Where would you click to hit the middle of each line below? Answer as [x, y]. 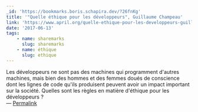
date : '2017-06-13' [30, 28]
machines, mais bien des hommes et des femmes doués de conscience [93, 78]
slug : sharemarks [43, 45]
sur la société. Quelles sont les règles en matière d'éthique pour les [88, 90]
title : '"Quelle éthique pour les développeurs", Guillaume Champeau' [95, 17]
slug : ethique [39, 55]
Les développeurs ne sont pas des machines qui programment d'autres [93, 72]
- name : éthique [37, 50]
